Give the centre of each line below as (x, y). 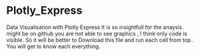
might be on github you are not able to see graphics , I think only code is (97, 33)
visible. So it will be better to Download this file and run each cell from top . (100, 40)
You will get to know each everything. (53, 46)
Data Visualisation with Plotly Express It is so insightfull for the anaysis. (95, 27)
